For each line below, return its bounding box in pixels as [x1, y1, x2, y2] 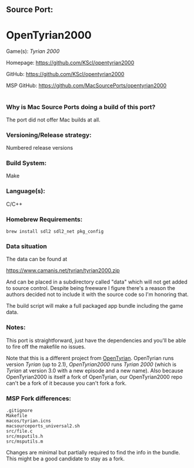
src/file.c [6, 428, 33, 434]
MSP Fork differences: [6, 394, 72, 403]
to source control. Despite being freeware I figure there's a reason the [6, 285, 175, 292]
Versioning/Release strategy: [6, 131, 92, 139]
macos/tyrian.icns [6, 418, 51, 424]
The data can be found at [6, 256, 68, 263]
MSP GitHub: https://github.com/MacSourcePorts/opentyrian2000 [6, 82, 167, 89]
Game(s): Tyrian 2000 [6, 48, 60, 55]
